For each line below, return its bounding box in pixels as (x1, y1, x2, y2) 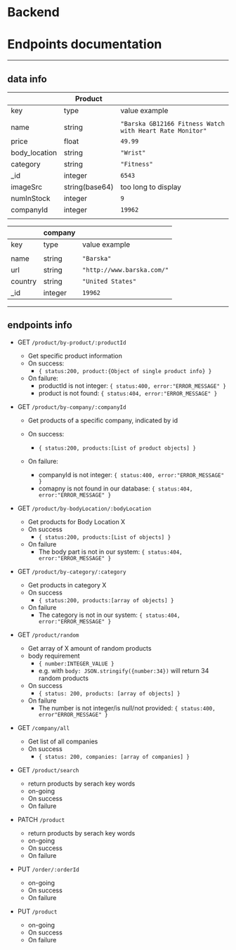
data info (7, 73, 47, 85)
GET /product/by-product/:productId (17, 338, 126, 346)
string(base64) (63, 182, 114, 192)
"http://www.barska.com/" (81, 266, 169, 274)
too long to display (120, 182, 181, 192)
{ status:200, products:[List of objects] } (38, 533, 171, 541)
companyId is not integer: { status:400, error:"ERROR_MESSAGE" (38, 470, 225, 479)
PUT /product (17, 907, 58, 916)
